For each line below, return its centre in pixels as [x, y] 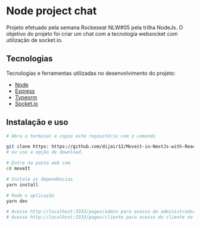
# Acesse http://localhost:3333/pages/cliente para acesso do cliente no [100, 217]
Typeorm [26, 97]
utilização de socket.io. [35, 40]
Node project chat [51, 11]
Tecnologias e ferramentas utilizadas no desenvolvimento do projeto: [91, 73]
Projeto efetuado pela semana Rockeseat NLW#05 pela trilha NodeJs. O [95, 27]
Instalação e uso [37, 122]
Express [25, 91]
